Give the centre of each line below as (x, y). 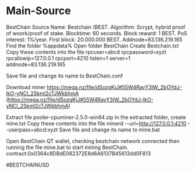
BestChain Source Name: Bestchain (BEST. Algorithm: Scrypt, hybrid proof (96, 27)
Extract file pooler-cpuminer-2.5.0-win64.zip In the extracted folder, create (96, 117)
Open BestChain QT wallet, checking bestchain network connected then (93, 141)
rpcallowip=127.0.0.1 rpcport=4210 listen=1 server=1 (68, 58)
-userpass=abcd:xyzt (32, 130)
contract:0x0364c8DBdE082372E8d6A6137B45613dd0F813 (79, 153)
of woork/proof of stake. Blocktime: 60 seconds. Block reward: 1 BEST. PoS (97, 33)
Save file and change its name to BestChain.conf (65, 76)
